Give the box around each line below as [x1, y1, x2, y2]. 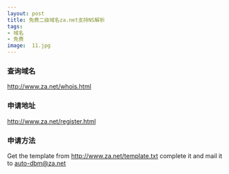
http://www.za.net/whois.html [7, 82, 92, 90]
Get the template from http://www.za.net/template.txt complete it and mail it [7, 151, 223, 159]
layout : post [7, 10, 45, 17]
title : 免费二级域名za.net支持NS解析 [7, 17, 106, 23]
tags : [7, 23, 23, 30]
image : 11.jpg [7, 42, 51, 49]
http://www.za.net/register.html [7, 117, 97, 125]
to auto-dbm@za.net [7, 159, 66, 167]
